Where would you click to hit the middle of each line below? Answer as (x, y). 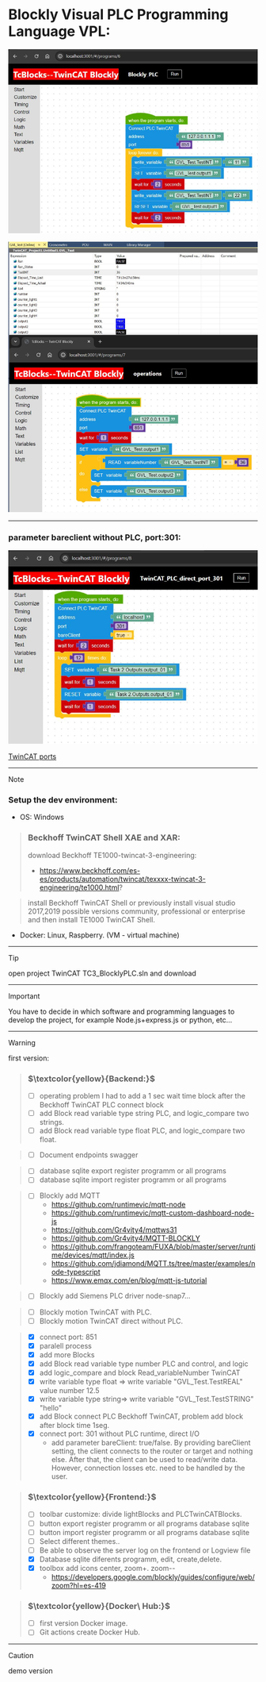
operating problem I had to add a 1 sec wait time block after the (142, 1096)
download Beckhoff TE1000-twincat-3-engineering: (112, 855)
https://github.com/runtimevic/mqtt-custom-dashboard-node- (153, 1213)
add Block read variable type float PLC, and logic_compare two (142, 1131)
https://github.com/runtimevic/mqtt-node (118, 1205)
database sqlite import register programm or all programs (133, 1180)
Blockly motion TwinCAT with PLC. (95, 1312)
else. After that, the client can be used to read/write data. (144, 1460)
